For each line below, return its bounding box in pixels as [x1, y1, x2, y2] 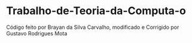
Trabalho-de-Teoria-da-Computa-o [6, 4, 187, 18]
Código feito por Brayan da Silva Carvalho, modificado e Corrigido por [6, 24, 179, 31]
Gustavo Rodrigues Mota [6, 29, 68, 37]
